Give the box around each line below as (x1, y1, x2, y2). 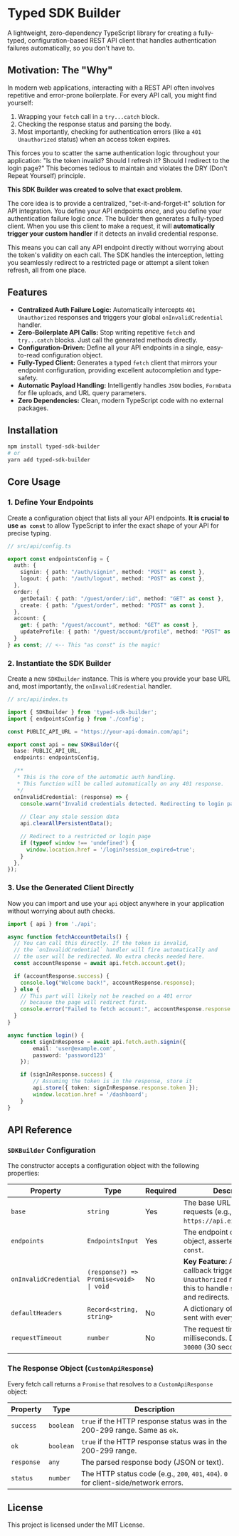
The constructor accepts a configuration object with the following (7, 1161, 200, 1170)
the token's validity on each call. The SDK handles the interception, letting (7, 251, 224, 259)
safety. (17, 373, 38, 382)
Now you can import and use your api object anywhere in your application (7, 899, 225, 907)
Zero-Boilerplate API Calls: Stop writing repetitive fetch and (17, 328, 196, 336)
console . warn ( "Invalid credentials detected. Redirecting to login (20, 800, 224, 808)
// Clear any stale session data (20, 813, 119, 820)
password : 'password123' (33, 1052, 107, 1059)
